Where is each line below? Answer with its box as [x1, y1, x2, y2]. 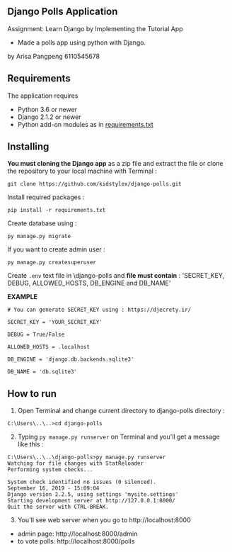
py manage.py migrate [7, 233, 71, 240]
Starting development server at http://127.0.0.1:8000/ [7, 497, 175, 505]
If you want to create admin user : [7, 245, 106, 254]
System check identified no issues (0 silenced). [7, 478, 157, 486]
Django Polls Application [7, 6, 118, 18]
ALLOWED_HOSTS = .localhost [7, 344, 91, 351]
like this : [17, 440, 44, 449]
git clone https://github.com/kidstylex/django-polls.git [7, 181, 182, 188]
